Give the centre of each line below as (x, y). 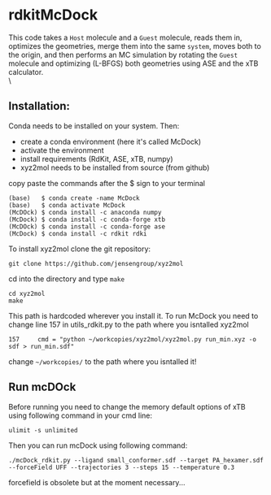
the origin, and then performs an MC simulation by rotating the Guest (123, 54)
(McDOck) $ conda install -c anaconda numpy (85, 212)
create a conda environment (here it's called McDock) (111, 141)
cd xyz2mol (27, 293)
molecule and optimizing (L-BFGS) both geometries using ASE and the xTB (133, 63)
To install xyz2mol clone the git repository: (80, 249)
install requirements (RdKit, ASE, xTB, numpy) (96, 158)
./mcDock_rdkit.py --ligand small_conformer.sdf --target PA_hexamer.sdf (136, 460)
